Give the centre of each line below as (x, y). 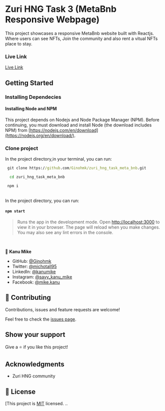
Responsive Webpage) (52, 20)
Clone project (22, 148)
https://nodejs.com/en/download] (64, 130)
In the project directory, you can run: (42, 201)
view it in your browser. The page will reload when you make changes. (88, 227)
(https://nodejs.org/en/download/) (40, 135)
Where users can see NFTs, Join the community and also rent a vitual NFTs (82, 39)
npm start (15, 211)
